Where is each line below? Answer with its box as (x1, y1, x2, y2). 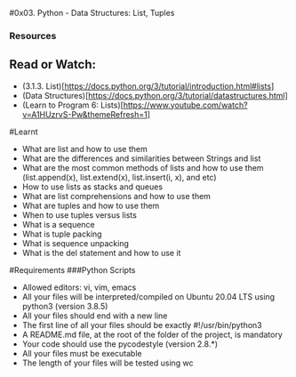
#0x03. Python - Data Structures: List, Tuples (9, 8, 175, 18)
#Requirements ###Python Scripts (9, 264, 136, 275)
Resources (9, 29, 57, 42)
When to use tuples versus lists (21, 209, 138, 221)
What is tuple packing (21, 229, 102, 239)
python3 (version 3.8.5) (21, 301, 108, 311)
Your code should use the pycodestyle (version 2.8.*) (21, 338, 219, 349)
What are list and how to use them (21, 143, 148, 154)
